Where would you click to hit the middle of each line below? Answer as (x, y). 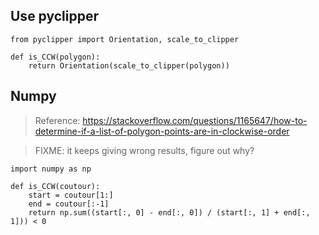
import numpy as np (51, 169)
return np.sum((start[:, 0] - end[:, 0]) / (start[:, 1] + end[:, (169, 212)
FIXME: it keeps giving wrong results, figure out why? (144, 150)
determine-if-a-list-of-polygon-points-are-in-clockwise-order (162, 131)
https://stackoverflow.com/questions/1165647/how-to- (195, 120)
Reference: (57, 120)
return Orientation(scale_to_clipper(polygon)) (129, 65)
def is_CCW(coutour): (55, 186)
